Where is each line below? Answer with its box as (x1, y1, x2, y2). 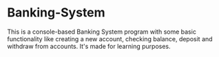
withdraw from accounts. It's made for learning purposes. (7, 42, 171, 50)
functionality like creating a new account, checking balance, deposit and (7, 34, 213, 43)
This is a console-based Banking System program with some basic (7, 27, 196, 36)
